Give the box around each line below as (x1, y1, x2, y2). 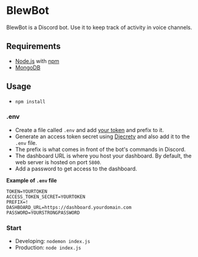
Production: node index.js (15, 244, 81, 252)
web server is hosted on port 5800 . (15, 158, 101, 165)
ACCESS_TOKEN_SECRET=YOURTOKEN (6, 193, 86, 200)
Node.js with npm (15, 57, 60, 64)
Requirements (6, 41, 61, 52)
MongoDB (15, 64, 41, 71)
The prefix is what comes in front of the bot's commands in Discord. (15, 145, 186, 153)
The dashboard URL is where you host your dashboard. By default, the (15, 152, 192, 159)
